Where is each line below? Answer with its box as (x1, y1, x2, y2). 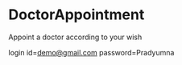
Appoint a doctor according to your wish (8, 32, 143, 42)
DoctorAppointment (8, 6, 145, 24)
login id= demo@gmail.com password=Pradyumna (8, 47, 175, 57)
